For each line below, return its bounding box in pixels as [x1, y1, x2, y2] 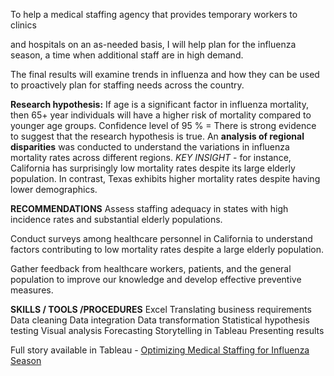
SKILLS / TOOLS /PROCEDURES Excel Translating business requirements [10, 304, 312, 315]
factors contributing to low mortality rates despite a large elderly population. [10, 244, 324, 255]
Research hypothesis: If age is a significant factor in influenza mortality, [10, 99, 309, 110]
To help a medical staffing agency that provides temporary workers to [10, 9, 298, 20]
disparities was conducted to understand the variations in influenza [10, 141, 290, 153]
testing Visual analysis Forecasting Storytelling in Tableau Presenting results [10, 325, 325, 336]
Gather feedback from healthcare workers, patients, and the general [10, 263, 292, 274]
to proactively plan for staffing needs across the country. [10, 79, 245, 91]
